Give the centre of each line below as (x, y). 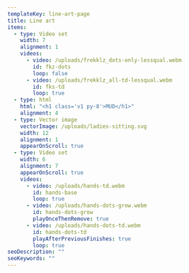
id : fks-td (49, 87)
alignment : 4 (39, 113)
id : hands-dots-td (60, 232)
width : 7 (33, 41)
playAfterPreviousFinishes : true (82, 239)
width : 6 (33, 160)
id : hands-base (55, 193)
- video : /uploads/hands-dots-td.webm (83, 225)
